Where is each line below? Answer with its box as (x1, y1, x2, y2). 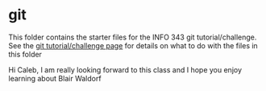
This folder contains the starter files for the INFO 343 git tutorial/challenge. (8, 32, 257, 42)
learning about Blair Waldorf (8, 73, 102, 83)
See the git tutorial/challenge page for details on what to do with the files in (8, 40, 258, 50)
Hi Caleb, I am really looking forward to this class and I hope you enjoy (8, 64, 243, 74)
